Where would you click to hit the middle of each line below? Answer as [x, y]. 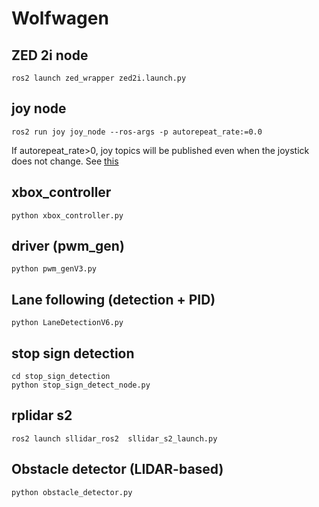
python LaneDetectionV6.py [67, 323]
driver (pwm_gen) [68, 246]
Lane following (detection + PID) [113, 299]
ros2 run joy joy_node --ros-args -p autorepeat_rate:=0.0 [137, 132]
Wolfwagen [60, 18]
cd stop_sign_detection [61, 377]
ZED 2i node [50, 55]
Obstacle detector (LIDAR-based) [117, 469]
